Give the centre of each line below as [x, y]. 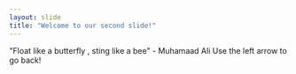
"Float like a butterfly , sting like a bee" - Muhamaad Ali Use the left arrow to [148, 50]
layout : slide [35, 17]
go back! [25, 60]
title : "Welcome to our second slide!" [83, 26]
